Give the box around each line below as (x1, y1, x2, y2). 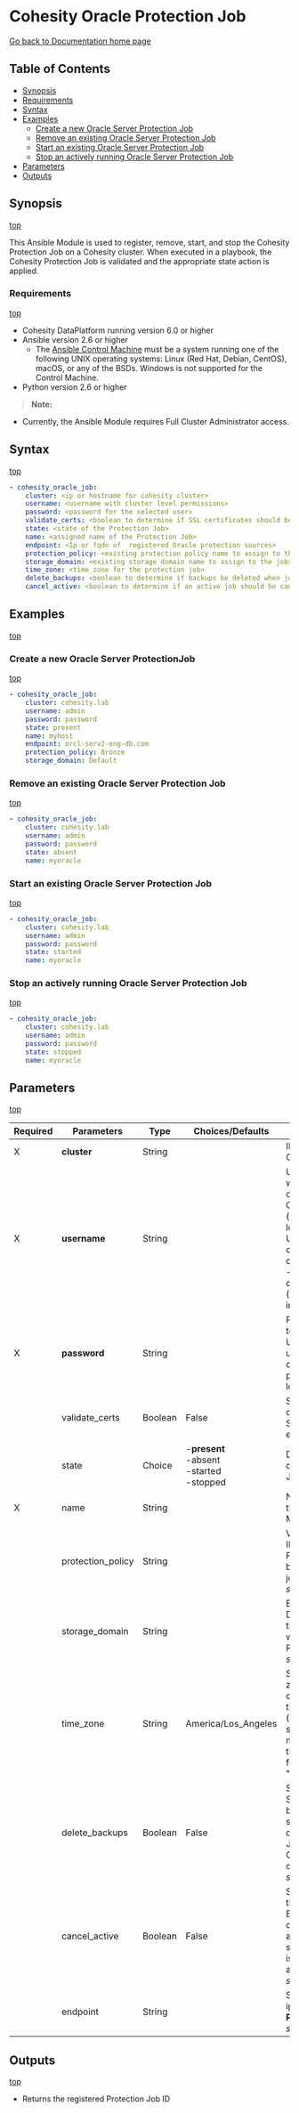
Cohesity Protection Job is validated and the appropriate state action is (9, 255, 270, 266)
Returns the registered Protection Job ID (21, 2093, 171, 2104)
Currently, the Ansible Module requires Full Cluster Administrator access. (21, 416, 290, 426)
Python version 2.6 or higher (21, 381, 127, 393)
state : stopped (25, 1048, 82, 1056)
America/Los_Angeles (185, 1718, 278, 1730)
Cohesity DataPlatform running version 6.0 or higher (21, 325, 214, 336)
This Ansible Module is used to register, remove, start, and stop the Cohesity (9, 237, 290, 247)
